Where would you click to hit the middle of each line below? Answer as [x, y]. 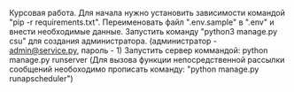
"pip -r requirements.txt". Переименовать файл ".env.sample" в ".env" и [142, 22]
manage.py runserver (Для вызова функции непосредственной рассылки [147, 60]
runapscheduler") [41, 78]
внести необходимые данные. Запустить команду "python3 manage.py [143, 31]
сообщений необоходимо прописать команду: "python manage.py [134, 69]
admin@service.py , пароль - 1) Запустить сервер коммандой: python [139, 50]
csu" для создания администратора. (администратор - [113, 41]
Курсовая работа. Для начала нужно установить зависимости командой [147, 13]
